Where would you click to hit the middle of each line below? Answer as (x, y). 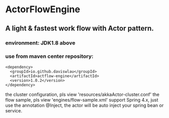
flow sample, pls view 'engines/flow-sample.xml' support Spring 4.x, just (82, 100)
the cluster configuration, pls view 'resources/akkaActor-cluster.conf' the (82, 94)
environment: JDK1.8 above (40, 43)
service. (14, 110)
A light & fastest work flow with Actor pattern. (80, 28)
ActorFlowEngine (43, 9)
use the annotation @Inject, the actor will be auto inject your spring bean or (84, 105)
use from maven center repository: (49, 56)
